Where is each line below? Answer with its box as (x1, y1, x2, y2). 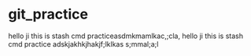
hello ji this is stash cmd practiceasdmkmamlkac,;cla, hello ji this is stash (8, 31, 244, 40)
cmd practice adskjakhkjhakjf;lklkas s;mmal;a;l (8, 39, 159, 48)
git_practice (8, 5, 89, 23)
